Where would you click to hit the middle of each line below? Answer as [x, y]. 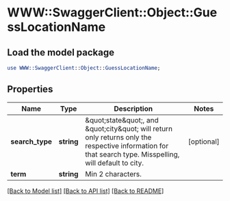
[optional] [204, 142]
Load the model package [61, 52]
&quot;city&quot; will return [129, 129]
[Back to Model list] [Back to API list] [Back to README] [86, 191]
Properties [30, 89]
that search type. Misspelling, [132, 154]
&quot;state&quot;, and [122, 120]
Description [133, 109]
